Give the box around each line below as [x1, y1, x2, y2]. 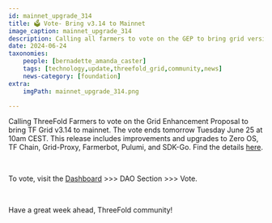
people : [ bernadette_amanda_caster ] [23, 58, 147, 66]
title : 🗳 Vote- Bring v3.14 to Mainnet [8, 19, 146, 28]
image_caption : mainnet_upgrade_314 [8, 27, 132, 35]
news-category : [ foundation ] [23, 72, 121, 80]
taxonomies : [8, 49, 49, 58]
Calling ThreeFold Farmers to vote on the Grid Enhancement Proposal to [8, 117, 249, 127]
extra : [8, 79, 31, 88]
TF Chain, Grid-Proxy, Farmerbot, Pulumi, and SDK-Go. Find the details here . [8, 143, 263, 152]
